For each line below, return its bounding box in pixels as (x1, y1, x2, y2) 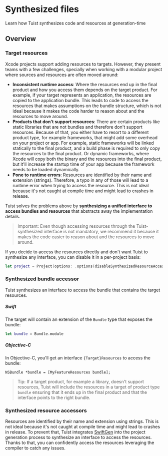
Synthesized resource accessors (5, 407, 87, 414)
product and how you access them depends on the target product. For (12, 87, 157, 93)
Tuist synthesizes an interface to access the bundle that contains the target (5, 287, 160, 293)
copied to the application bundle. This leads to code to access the (12, 97, 148, 103)
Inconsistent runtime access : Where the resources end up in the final (12, 81, 157, 87)
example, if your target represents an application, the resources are (12, 92, 151, 98)
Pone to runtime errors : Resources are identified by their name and (12, 172, 151, 178)
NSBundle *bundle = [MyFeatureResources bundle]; (5, 369, 111, 375)
